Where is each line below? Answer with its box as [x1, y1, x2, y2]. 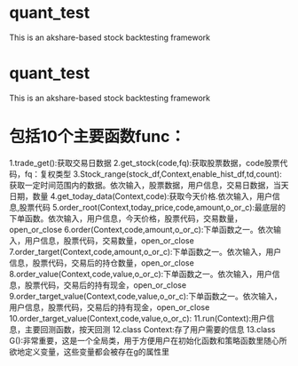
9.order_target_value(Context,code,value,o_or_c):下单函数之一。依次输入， [9, 290, 282, 301]
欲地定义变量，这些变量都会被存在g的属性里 [9, 346, 170, 357]
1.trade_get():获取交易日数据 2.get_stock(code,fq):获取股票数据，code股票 [9, 157, 280, 168]
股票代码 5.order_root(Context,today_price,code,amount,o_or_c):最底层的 [19, 202, 286, 212]
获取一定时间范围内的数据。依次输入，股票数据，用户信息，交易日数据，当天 [9, 179, 289, 190]
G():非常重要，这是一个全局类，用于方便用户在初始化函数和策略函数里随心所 [9, 335, 287, 346]
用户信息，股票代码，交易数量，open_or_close [24, 235, 195, 246]
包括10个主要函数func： [9, 127, 186, 147]
